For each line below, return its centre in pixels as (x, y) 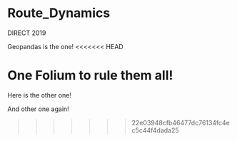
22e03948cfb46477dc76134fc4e (181, 122)
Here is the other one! (39, 95)
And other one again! (38, 109)
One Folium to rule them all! (90, 75)
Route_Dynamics (59, 13)
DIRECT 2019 (27, 33)
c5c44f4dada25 (156, 130)
